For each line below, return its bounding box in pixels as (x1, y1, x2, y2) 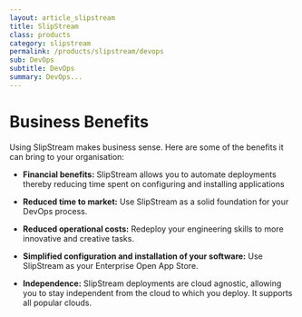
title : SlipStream (9, 22, 79, 31)
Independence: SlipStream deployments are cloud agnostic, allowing (22, 278, 282, 289)
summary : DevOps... (9, 73, 83, 82)
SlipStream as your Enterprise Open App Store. (22, 260, 199, 271)
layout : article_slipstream (9, 13, 116, 23)
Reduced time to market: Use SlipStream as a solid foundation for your (22, 196, 289, 207)
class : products (9, 30, 71, 39)
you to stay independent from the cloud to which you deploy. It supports (22, 287, 293, 298)
